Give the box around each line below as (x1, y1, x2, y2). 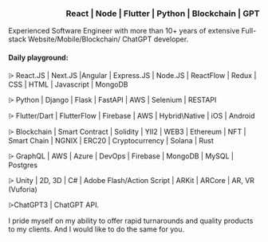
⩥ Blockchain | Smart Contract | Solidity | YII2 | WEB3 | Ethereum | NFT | (8, 127, 246, 136)
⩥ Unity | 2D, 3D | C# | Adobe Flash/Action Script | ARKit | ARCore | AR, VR (8, 175, 255, 185)
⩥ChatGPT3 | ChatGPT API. (8, 200, 100, 209)
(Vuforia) (8, 184, 37, 194)
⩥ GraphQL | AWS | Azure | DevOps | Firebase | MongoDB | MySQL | (8, 151, 234, 161)
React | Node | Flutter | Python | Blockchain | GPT (65, 8, 260, 19)
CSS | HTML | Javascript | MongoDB (8, 80, 128, 89)
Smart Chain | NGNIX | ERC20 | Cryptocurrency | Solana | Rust (8, 135, 214, 145)
